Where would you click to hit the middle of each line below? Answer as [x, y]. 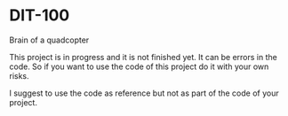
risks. [19, 75]
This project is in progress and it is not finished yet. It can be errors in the [143, 57]
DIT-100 [40, 15]
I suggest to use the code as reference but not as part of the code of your [144, 93]
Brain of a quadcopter [49, 40]
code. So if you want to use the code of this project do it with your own [139, 66]
